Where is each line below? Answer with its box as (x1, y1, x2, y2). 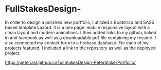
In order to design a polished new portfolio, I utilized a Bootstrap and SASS (5, 19, 155, 25)
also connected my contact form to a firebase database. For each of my (5, 40, 149, 45)
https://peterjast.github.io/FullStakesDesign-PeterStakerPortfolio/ (5, 59, 136, 65)
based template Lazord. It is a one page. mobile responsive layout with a (5, 24, 150, 30)
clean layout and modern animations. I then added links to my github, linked (5, 29, 157, 35)
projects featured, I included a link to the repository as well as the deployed (5, 45, 156, 51)
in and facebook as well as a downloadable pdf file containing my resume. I (5, 35, 156, 41)
